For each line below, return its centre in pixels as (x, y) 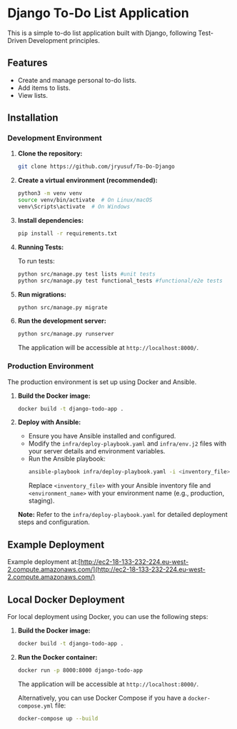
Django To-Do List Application (98, 13)
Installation (33, 118)
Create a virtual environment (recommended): (88, 181)
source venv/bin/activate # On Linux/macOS (85, 200)
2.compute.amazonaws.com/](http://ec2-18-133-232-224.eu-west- (106, 570)
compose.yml (35, 706)
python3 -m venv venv (50, 193)
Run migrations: (42, 294)
